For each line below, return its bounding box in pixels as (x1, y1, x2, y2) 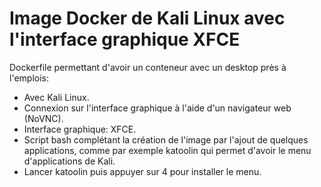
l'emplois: (9, 72, 49, 84)
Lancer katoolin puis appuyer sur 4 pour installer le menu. (23, 165, 262, 177)
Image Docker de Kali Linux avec (9, 7, 286, 30)
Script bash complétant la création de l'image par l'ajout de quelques (23, 133, 309, 146)
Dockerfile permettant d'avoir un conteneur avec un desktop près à (9, 61, 287, 73)
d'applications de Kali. (23, 155, 116, 167)
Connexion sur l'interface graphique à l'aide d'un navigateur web (23, 102, 292, 114)
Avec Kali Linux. (23, 91, 90, 103)
